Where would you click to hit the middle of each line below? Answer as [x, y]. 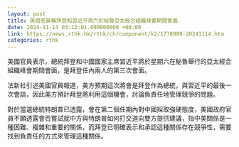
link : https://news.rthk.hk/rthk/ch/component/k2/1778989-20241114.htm [116, 34]
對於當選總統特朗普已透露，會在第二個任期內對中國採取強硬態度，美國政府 [116, 109]
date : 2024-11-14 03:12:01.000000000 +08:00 [74, 27]
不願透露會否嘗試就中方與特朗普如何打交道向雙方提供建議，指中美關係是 [119, 119]
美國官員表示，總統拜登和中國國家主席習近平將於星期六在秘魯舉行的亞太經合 [119, 62]
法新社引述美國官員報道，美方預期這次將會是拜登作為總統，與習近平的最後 [116, 85]
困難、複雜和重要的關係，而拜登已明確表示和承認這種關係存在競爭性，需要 [122, 127]
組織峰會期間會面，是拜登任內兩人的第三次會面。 [79, 70]
